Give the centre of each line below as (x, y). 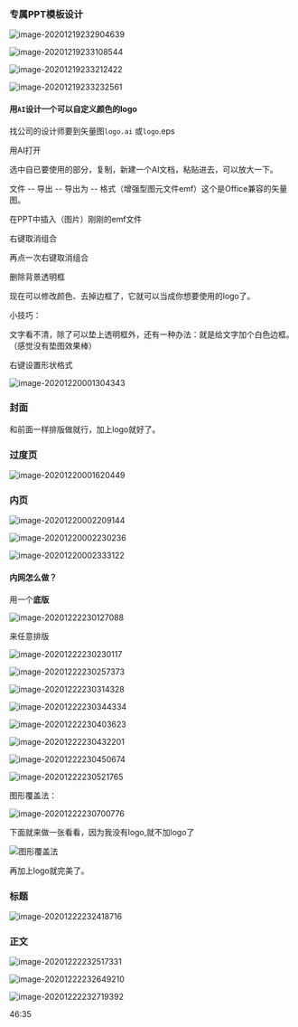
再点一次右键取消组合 (49, 257)
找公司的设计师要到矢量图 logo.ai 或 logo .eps (92, 131)
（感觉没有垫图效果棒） (53, 345)
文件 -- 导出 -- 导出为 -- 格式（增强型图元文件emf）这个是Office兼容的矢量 (148, 188)
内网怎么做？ (33, 577)
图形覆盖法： (33, 795)
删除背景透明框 (37, 277)
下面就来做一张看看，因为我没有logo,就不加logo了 (102, 832)
